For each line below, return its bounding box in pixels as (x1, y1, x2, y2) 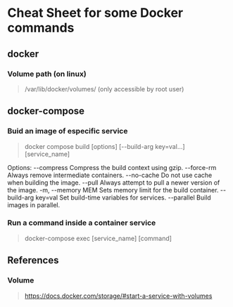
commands (7, 20, 75, 36)
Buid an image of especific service (7, 126, 128, 136)
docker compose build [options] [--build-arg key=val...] (24, 142, 185, 150)
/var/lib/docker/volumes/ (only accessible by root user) (24, 84, 184, 93)
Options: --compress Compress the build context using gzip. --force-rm (7, 163, 217, 171)
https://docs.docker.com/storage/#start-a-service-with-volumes (24, 292, 213, 300)
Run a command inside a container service (7, 218, 156, 228)
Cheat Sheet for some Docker (7, 5, 184, 21)
